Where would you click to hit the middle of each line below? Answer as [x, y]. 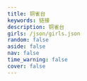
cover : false [27, 66]
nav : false [23, 54]
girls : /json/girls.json [44, 33]
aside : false [27, 46]
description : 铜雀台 [36, 27]
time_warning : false [38, 60]
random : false [28, 40]
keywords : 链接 [29, 20]
